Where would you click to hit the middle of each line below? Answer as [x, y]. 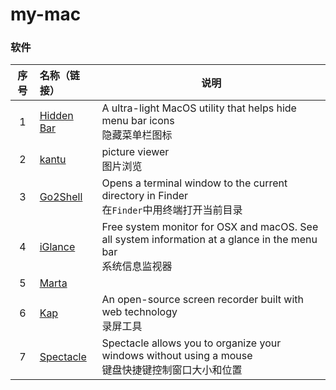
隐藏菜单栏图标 [137, 135]
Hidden [56, 116]
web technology [139, 312]
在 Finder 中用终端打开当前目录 [172, 210]
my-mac [46, 14]
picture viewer [135, 152]
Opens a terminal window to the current [194, 183]
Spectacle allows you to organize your [191, 343]
